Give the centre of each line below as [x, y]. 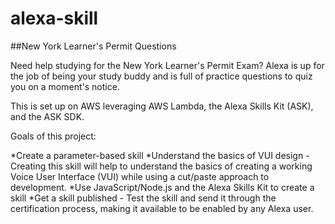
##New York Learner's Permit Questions [93, 46]
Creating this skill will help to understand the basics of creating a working [161, 166]
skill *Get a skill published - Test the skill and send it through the [143, 198]
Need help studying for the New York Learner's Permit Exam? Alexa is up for [167, 65]
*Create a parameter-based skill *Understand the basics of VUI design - [160, 155]
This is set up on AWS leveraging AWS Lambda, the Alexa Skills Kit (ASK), [162, 106]
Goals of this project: [53, 136]
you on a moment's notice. [65, 86]
